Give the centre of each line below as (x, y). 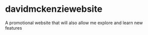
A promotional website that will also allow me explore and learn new (74, 23)
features (14, 28)
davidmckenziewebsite (54, 9)
